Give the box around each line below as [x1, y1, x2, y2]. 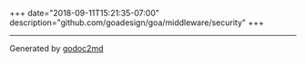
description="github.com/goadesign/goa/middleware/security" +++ [9, 17, 264, 28]
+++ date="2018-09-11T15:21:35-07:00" [9, 8, 160, 18]
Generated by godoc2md [9, 43, 104, 53]
